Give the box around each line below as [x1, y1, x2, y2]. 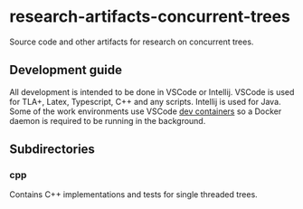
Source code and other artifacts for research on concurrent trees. [9, 36, 254, 47]
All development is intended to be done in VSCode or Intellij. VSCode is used [9, 86, 295, 97]
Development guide [9, 62, 123, 78]
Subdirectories [9, 142, 95, 157]
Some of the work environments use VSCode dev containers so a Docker [9, 106, 282, 117]
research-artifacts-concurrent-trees [9, 6, 291, 27]
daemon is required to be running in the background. [9, 115, 206, 126]
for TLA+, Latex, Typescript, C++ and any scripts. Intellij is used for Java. [9, 96, 282, 107]
